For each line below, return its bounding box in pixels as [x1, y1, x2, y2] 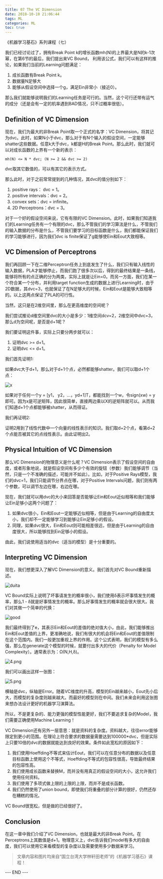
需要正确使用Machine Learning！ [9, 717, 75, 723]
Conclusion [5, 817, 41, 826]
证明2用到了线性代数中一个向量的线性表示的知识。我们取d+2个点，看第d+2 [5, 425, 155, 431]
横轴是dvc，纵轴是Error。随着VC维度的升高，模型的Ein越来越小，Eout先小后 [5, 688, 158, 694]
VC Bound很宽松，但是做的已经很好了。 [5, 803, 85, 809]
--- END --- [5, 869, 28, 875]
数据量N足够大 [12, 78, 41, 84]
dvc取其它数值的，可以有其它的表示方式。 [5, 166, 89, 172]
